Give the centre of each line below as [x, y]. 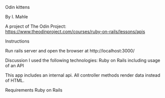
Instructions [17, 41]
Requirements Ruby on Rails [34, 90]
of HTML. [15, 80]
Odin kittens [17, 7]
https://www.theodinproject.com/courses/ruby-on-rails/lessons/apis [75, 31]
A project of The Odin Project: [36, 26]
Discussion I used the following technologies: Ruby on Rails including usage [83, 60]
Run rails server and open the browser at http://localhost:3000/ [70, 51]
